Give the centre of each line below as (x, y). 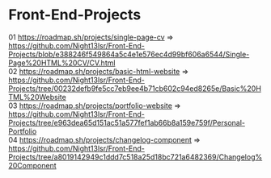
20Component (32, 165)
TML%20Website (37, 97)
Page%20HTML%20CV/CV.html (62, 63)
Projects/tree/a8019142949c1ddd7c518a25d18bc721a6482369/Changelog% (135, 157)
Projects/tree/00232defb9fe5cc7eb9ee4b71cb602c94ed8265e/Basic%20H (135, 88)
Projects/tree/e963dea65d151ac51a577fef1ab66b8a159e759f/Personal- (127, 122)
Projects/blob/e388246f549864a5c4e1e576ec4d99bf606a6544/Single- (129, 54)
